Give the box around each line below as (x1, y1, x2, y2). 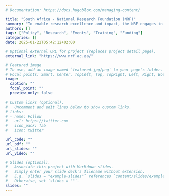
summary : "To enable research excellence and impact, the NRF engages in (5, 21, 163, 26)
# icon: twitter (5, 128, 44, 133)
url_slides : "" (5, 146, 37, 151)
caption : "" (10, 81, 35, 86)
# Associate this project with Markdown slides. (5, 164, 114, 170)
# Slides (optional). (5, 160, 51, 165)
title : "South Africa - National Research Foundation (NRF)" (5, 16, 136, 22)
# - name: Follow (5, 114, 42, 119)
